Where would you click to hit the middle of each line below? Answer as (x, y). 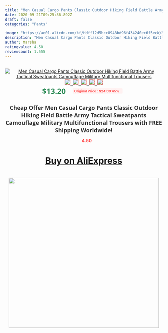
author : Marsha (21, 42)
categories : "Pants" (27, 24)
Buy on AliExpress (84, 161)
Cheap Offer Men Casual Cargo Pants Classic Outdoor (84, 108)
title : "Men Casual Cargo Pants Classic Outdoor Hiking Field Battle (79, 10)
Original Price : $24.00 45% (97, 91)
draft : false (19, 19)
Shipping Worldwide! (84, 130)
